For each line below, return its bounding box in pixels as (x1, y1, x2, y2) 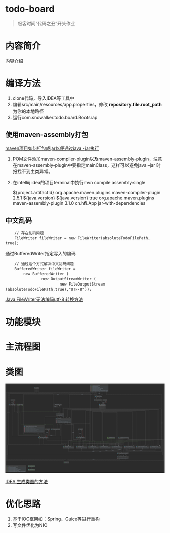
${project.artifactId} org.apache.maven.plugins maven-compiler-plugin (12, 189, 161, 195)
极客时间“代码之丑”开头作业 (17, 20, 75, 26)
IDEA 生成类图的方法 (5, 479, 48, 485)
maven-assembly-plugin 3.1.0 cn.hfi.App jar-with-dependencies (12, 200, 146, 206)
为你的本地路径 (12, 108, 44, 114)
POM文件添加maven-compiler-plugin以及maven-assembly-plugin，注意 (12, 156, 163, 162)
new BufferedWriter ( (23, 272, 69, 277)
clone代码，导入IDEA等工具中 (12, 95, 74, 101)
